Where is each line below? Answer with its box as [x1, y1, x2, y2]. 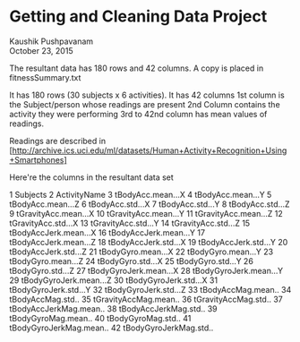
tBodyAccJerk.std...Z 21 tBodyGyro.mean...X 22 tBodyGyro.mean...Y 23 [9, 246, 274, 257]
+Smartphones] [9, 154, 67, 165]
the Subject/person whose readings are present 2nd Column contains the [9, 98, 280, 109]
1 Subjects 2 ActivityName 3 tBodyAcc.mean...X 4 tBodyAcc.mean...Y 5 [9, 189, 272, 200]
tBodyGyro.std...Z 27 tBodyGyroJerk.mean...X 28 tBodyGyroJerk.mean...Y [9, 265, 284, 276]
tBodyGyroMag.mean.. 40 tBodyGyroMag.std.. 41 [9, 312, 192, 323]
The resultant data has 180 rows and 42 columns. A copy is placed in [9, 63, 264, 73]
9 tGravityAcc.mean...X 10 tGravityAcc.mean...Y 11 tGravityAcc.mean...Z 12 [9, 208, 284, 218]
